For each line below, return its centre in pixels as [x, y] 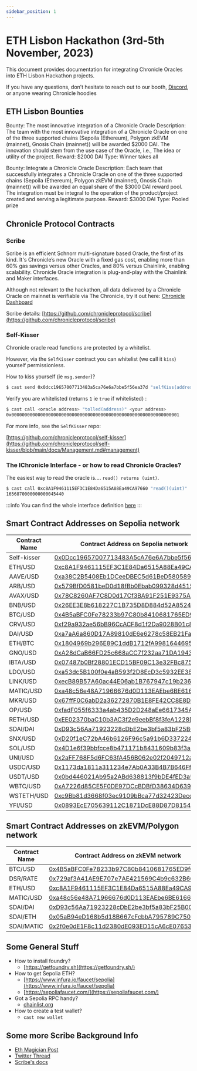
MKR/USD [23, 700]
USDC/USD [25, 767]
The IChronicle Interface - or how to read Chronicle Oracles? [94, 465]
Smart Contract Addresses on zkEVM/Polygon [93, 826]
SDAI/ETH [23, 917]
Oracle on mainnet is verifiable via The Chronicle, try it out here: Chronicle [96, 296]
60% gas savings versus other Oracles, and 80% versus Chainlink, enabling [98, 266]
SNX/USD [23, 738]
